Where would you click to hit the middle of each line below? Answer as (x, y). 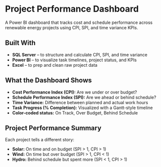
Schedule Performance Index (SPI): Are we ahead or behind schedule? (84, 97)
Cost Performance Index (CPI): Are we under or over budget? (75, 92)
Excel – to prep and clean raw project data (55, 65)
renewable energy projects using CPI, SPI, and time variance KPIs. (71, 27)
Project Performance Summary (53, 128)
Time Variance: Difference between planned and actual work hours (80, 102)
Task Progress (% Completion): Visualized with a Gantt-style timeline (82, 108)
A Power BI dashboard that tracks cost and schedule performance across (79, 22)
